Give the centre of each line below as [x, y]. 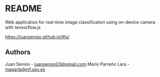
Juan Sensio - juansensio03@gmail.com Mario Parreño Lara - [67, 64]
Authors [18, 52]
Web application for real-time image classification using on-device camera [80, 22]
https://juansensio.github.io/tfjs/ [37, 37]
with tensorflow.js [23, 27]
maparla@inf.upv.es [25, 69]
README [23, 9]
